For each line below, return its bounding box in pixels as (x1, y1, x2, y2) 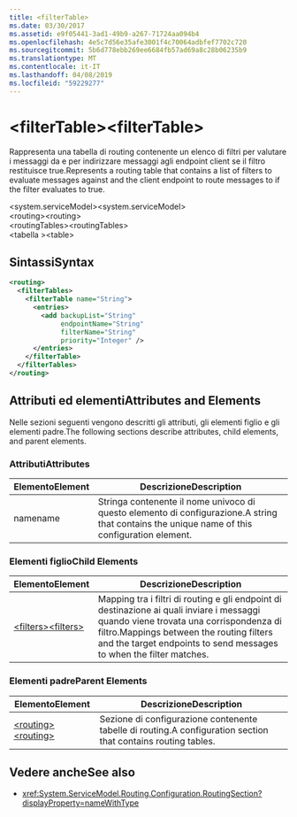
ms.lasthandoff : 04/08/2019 (9, 71, 113, 80)
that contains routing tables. (99, 735, 216, 747)
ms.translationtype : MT (9, 54, 97, 63)
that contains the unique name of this (97, 517, 253, 529)
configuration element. (97, 528, 193, 541)
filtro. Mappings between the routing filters (97, 626, 273, 638)
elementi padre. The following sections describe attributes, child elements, (9, 426, 278, 436)
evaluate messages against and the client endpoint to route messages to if (9, 174, 280, 185)
